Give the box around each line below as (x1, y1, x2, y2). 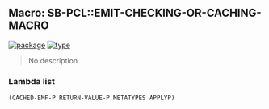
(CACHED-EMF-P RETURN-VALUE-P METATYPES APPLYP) (8, 94, 175, 103)
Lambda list (8, 75, 55, 87)
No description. (27, 55, 80, 65)
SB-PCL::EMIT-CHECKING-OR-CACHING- (47, 6, 262, 20)
